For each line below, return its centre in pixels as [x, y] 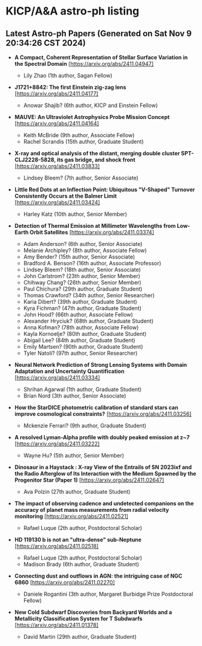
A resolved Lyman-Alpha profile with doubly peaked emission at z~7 [102, 437]
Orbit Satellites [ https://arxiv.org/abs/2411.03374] [92, 232]
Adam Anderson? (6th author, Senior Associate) [83, 244]
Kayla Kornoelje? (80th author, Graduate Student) [85, 334]
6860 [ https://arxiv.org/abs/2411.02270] [65, 582]
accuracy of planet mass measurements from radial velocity [92, 510]
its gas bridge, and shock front [96, 160]
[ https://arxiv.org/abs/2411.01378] [56, 625]
